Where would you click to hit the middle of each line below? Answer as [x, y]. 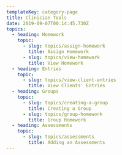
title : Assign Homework [59, 52]
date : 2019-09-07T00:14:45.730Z [48, 23]
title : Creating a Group [60, 108]
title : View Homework [56, 63]
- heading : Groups [36, 92]
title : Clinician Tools [37, 18]
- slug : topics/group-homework [63, 114]
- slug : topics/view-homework [61, 57]
